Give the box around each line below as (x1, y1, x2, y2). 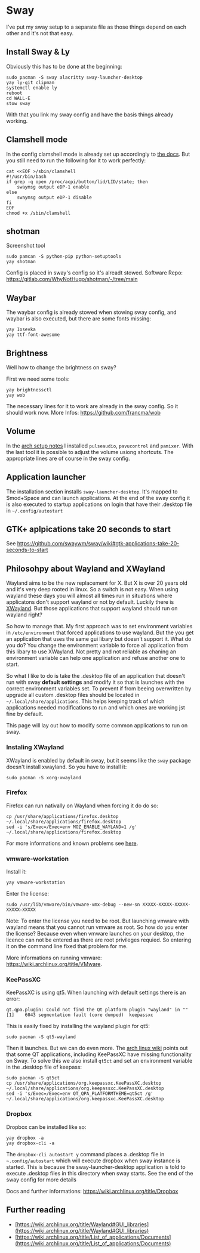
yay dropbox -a (6, 1135, 44, 1141)
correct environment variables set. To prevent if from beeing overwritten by (6, 685, 192, 692)
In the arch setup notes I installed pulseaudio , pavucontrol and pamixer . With (6, 442, 194, 449)
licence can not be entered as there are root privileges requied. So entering (6, 936, 192, 943)
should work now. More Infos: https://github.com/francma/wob (6, 409, 161, 416)
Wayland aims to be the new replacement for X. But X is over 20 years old (6, 579, 188, 587)
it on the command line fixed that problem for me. (6, 943, 128, 950)
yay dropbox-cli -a (6, 1140, 55, 1146)
